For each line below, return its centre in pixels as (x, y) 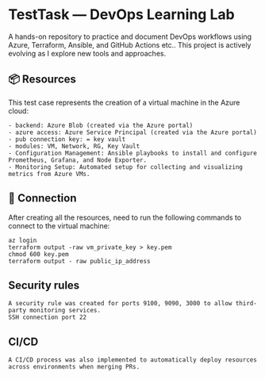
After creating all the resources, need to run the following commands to (125, 217)
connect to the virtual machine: (59, 226)
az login (23, 240)
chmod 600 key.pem (38, 254)
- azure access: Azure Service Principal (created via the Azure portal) (133, 132)
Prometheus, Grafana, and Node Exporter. (78, 160)
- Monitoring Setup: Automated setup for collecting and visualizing (126, 167)
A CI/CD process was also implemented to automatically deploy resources (133, 360)
